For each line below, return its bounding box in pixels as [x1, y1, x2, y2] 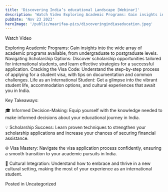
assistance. [5, 135, 29, 141]
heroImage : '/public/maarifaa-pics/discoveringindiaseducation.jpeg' [5, 21, 153, 27]
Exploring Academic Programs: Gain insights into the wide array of [5, 45, 142, 51]
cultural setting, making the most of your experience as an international [5, 166, 152, 172]
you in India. [5, 87, 30, 93]
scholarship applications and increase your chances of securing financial [5, 130, 156, 136]
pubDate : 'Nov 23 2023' [5, 17, 55, 22]
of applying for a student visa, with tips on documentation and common [5, 71, 152, 78]
